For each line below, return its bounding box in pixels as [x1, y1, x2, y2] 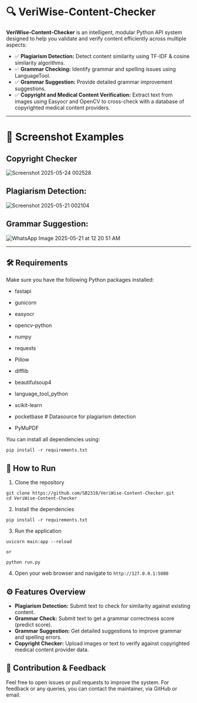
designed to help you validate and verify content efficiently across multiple [6, 35, 186, 42]
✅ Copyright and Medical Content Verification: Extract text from [14, 91, 173, 98]
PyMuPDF [14, 425, 39, 432]
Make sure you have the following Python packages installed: [6, 276, 154, 284]
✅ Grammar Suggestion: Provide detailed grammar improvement [14, 78, 173, 85]
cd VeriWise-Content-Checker [6, 495, 77, 501]
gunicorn [14, 299, 37, 306]
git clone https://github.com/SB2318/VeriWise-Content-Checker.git [6, 490, 175, 497]
